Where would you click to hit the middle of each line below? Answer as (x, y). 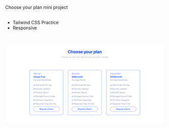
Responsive (25, 28)
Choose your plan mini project (37, 7)
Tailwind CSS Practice (36, 23)
